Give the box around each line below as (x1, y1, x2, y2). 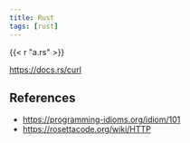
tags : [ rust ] (9, 22, 59, 31)
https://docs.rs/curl (9, 64, 81, 75)
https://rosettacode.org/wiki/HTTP (22, 124, 152, 135)
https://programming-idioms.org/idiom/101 (22, 114, 181, 125)
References (9, 90, 76, 105)
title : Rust (9, 13, 54, 23)
